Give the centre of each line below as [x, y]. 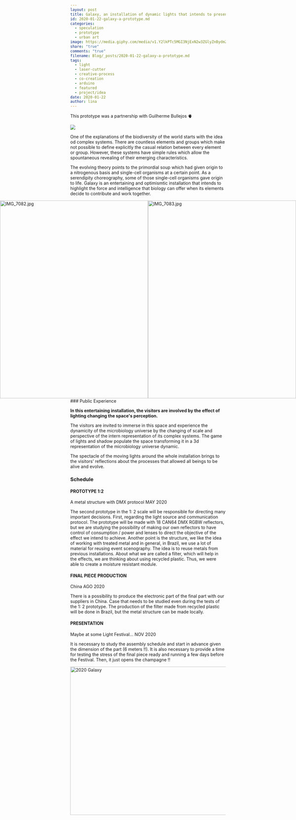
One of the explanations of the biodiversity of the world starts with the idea [147, 137]
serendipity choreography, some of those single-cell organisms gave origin [147, 178]
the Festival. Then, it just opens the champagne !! [120, 660]
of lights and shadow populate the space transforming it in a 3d [135, 441]
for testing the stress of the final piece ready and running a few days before [147, 654]
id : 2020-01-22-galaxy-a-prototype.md [110, 19]
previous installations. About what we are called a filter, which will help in [145, 554]
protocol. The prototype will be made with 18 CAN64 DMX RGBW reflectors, [147, 522]
